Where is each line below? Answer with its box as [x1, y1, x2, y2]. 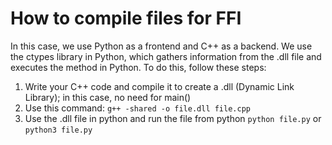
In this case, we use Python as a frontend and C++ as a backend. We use [10, 40, 313, 52]
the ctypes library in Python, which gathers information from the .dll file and [10, 50, 322, 62]
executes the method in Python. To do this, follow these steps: [10, 61, 267, 73]
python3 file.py [24, 125, 93, 135]
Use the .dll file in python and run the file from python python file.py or [24, 112, 322, 124]
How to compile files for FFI [10, 7, 242, 30]
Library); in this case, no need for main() [24, 91, 192, 103]
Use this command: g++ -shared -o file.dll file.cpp [24, 102, 251, 114]
